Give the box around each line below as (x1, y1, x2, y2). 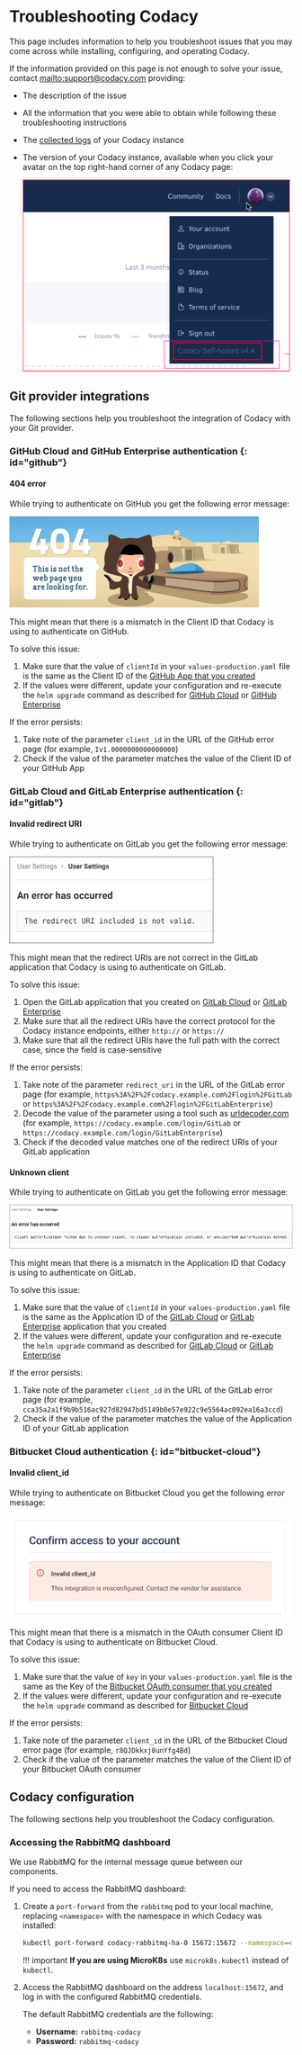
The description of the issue (22, 90, 128, 101)
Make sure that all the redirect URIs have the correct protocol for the (22, 1016, 276, 1027)
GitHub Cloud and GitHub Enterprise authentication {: (9, 444, 248, 457)
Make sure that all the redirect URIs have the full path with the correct (22, 1035, 280, 1045)
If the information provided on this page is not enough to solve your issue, (9, 63, 283, 74)
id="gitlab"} (9, 796, 64, 809)
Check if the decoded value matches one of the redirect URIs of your (22, 1136, 279, 1147)
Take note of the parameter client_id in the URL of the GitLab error (22, 1384, 273, 1395)
